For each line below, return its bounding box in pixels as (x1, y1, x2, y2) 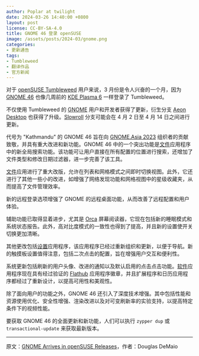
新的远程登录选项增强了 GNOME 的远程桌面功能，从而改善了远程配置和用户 (6, 196, 190, 203)
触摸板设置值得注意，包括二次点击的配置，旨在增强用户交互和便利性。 (11, 250, 182, 257)
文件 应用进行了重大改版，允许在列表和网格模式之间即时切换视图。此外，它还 (6, 168, 193, 175)
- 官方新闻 (6, 69, 30, 75)
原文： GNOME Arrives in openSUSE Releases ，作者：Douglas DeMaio (6, 343, 178, 350)
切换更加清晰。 (6, 230, 43, 237)
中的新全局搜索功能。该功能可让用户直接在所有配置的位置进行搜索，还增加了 (6, 148, 193, 156)
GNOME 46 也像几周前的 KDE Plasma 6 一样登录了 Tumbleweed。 (6, 93, 168, 101)
